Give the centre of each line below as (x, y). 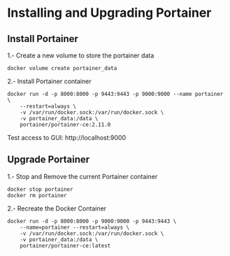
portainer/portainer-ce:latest (65, 246)
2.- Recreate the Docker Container (57, 208)
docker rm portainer (37, 195)
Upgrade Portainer (49, 160)
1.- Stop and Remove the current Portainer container (82, 176)
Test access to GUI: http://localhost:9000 (67, 137)
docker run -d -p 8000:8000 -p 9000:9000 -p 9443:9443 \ (92, 221)
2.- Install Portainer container (50, 81)
